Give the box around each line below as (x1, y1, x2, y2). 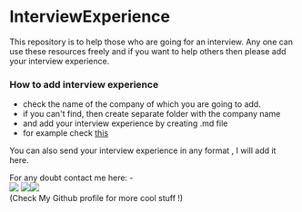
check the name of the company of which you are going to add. (22, 99, 261, 110)
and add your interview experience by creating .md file (22, 118, 228, 129)
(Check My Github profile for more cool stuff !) (9, 193, 184, 204)
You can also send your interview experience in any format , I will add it (9, 145, 277, 156)
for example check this (22, 128, 109, 139)
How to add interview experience (9, 78, 159, 91)
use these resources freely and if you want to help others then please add (9, 45, 287, 56)
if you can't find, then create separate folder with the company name (22, 109, 281, 120)
